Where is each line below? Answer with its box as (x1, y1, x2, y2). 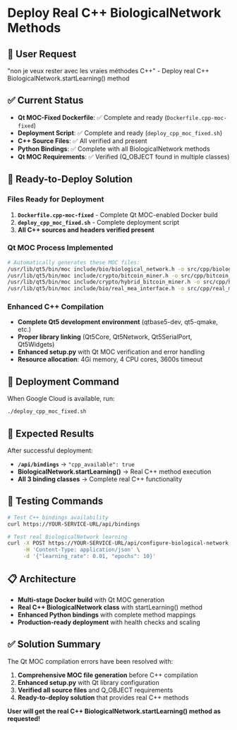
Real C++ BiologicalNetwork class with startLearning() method (17, 602, 203, 611)
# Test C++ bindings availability (7, 514, 109, 521)
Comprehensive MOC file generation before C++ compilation (17, 671, 198, 679)
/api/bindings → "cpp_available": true (17, 459, 135, 468)
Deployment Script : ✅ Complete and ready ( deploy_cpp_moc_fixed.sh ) (17, 128, 223, 137)
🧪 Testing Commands (7, 495, 104, 507)
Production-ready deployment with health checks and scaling (17, 618, 201, 626)
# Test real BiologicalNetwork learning (7, 533, 128, 540)
